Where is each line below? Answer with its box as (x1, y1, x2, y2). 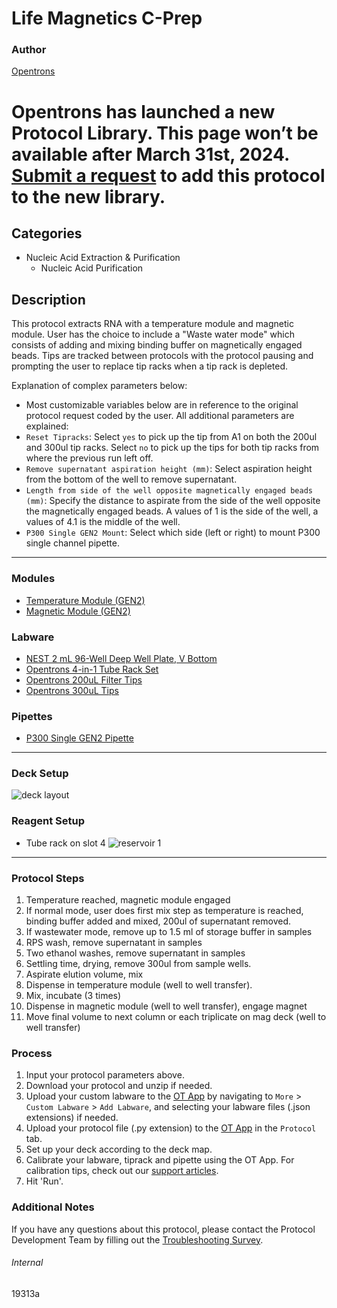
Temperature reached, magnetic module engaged (25, 894, 231, 906)
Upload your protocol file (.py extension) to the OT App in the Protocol (25, 1122, 317, 1134)
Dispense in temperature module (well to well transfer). (25, 979, 253, 991)
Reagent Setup (11, 814, 86, 828)
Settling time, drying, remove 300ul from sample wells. (25, 958, 252, 970)
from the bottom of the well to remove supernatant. (25, 473, 238, 486)
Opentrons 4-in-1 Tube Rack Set (25, 663, 159, 675)
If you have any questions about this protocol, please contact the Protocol (11, 1223, 316, 1235)
